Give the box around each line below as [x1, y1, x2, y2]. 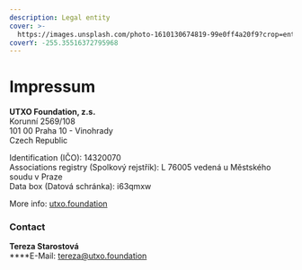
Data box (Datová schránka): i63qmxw [9, 181, 152, 192]
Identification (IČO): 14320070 [9, 152, 121, 163]
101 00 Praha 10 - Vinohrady [9, 126, 114, 136]
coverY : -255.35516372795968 [9, 38, 119, 48]
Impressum [9, 77, 96, 97]
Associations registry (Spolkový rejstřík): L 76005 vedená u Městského [9, 162, 271, 173]
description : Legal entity [9, 13, 111, 22]
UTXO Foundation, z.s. [9, 107, 96, 118]
